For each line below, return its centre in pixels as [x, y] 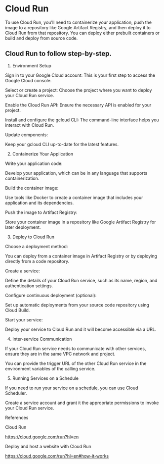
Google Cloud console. [28, 80]
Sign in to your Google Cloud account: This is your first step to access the [80, 75]
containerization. [22, 178]
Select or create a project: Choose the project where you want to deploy [79, 90]
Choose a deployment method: [37, 246]
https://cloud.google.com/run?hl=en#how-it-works [57, 456]
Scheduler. [16, 393]
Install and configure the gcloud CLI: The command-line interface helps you [82, 120]
